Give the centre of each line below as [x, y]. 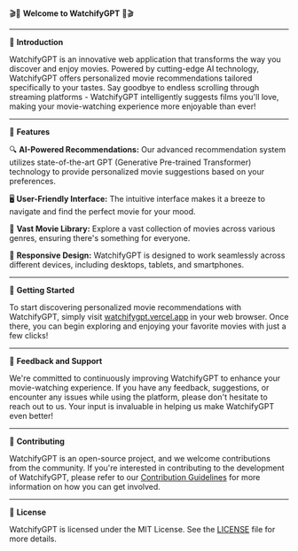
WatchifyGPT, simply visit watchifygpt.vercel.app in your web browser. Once [149, 317]
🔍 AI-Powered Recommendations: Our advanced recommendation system [148, 149]
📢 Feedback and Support [56, 361]
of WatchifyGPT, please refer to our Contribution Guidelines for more [135, 477]
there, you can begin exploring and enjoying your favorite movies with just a [148, 326]
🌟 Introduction [36, 42]
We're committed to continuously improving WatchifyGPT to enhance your [145, 378]
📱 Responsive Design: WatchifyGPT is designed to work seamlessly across [147, 255]
